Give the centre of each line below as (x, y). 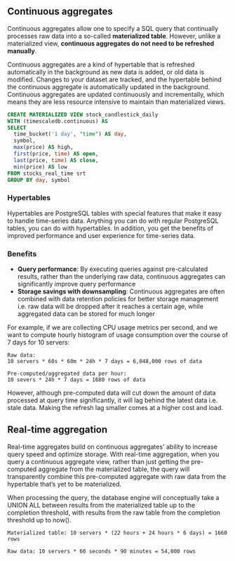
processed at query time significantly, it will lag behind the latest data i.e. (113, 400)
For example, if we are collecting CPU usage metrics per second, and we (113, 328)
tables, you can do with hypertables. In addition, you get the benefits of (110, 228)
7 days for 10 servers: (39, 343)
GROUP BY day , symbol (39, 180)
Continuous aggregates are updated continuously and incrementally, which (116, 94)
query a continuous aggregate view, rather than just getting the (99, 461)
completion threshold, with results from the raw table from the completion (114, 513)
